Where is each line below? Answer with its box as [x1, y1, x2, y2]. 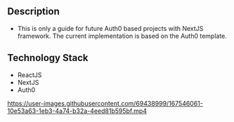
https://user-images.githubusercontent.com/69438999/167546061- [7, 99, 204, 107]
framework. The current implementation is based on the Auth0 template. [17, 32, 227, 40]
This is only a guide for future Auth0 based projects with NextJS [17, 24, 204, 32]
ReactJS [17, 70, 42, 79]
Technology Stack [7, 52, 89, 64]
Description [7, 6, 60, 18]
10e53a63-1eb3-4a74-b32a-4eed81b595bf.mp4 [7, 107, 148, 115]
